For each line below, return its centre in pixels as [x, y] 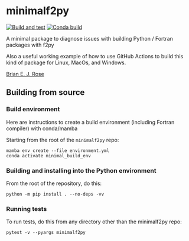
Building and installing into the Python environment [81, 170]
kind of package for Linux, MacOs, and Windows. [66, 62]
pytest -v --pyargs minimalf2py [46, 233]
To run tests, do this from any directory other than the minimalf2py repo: [94, 222]
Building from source [45, 93]
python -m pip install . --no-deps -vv [55, 194]
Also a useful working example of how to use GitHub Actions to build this [95, 56]
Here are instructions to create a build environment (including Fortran [90, 122]
